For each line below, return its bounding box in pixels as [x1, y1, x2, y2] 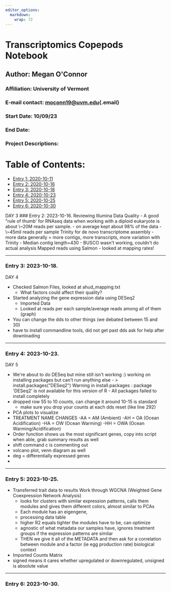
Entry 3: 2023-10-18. [5, 262, 59, 270]
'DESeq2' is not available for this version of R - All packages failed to [12, 388, 157, 394]
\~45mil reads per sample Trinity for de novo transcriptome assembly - [5, 229, 154, 235]
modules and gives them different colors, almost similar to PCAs [20, 503, 155, 509]
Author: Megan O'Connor [5, 70, 88, 78]
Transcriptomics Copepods [5, 39, 124, 50]
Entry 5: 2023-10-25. [5, 476, 59, 483]
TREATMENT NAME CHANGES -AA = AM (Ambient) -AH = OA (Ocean [12, 415, 159, 421]
